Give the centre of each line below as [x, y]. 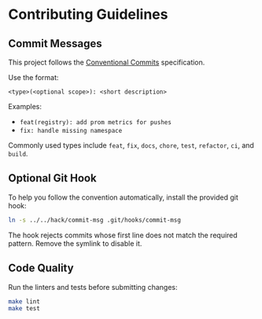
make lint [24, 301]
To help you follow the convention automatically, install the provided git [123, 197]
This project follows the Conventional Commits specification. [107, 62]
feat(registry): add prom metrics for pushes [95, 123]
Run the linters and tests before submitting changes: [93, 287]
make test [24, 309]
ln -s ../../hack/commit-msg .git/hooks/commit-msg [94, 220]
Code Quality [41, 268]
